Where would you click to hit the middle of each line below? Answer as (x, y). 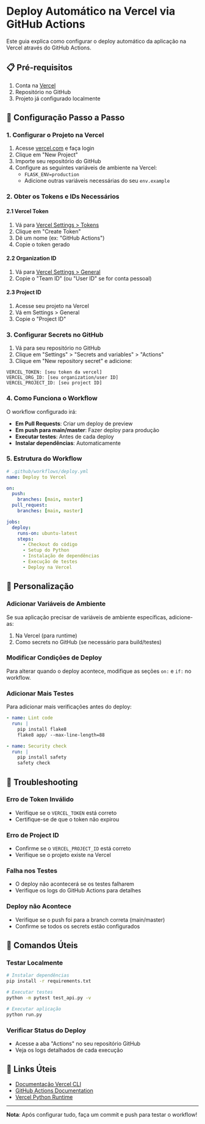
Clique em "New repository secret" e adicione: (74, 361)
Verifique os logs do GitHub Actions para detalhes (78, 891)
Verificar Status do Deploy (46, 1030)
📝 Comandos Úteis (42, 946)
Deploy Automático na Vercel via (91, 11)
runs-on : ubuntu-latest (48, 533)
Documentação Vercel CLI (48, 1084)
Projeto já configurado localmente (58, 98)
